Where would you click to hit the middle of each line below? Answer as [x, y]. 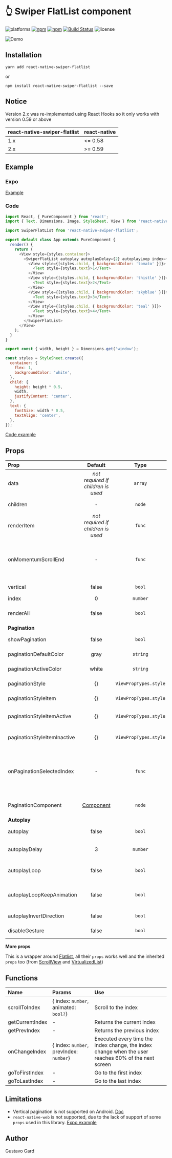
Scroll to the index [116, 1007]
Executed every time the [124, 1039]
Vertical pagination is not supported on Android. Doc [68, 1111]
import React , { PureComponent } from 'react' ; [57, 217]
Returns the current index [125, 1022]
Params [62, 993]
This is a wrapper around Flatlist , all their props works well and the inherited [85, 956]
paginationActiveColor [35, 669]
